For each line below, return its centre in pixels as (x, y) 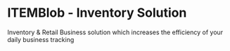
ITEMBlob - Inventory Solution (97, 13)
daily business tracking (41, 39)
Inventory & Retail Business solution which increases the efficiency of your (115, 32)
